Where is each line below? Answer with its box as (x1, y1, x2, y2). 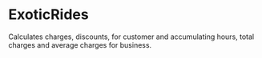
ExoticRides (8, 6, 90, 24)
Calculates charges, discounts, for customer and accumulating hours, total (8, 32, 255, 41)
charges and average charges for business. (8, 40, 152, 49)
